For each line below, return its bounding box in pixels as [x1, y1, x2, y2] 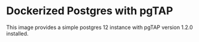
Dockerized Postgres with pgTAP [6, 4, 173, 18]
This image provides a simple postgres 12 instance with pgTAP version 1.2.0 [6, 24, 193, 31]
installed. [6, 30, 29, 37]
